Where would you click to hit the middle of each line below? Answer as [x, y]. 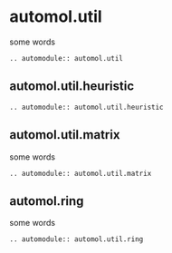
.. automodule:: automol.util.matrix [81, 173]
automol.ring [47, 201]
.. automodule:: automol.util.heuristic [87, 107]
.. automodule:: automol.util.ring [76, 239]
